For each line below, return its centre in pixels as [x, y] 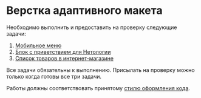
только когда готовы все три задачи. [54, 76]
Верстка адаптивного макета [84, 11]
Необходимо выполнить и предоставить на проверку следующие [92, 27]
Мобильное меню [38, 45]
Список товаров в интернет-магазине [64, 58]
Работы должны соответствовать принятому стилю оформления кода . [98, 88]
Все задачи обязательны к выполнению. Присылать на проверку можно [101, 70]
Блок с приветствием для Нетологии [63, 51]
